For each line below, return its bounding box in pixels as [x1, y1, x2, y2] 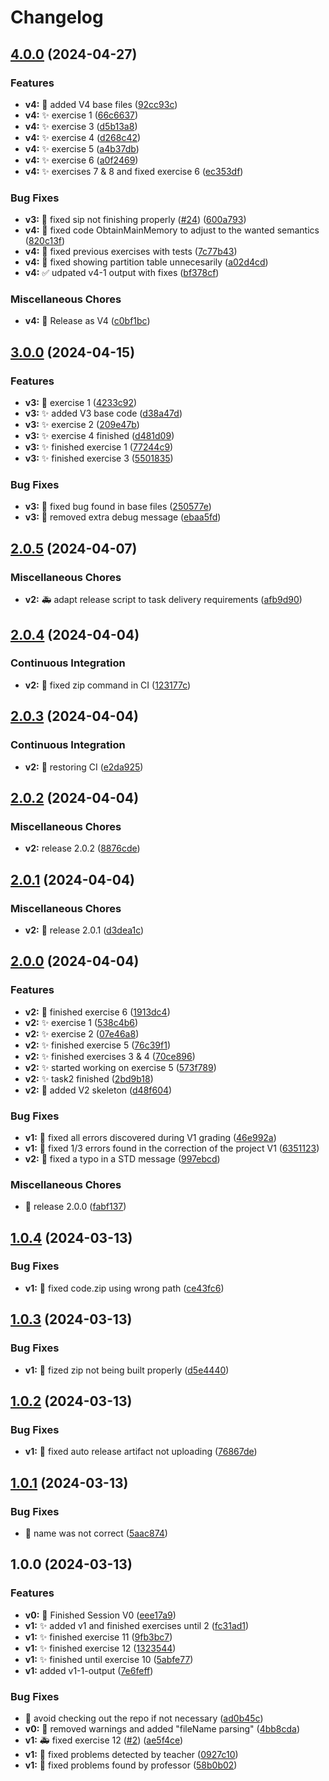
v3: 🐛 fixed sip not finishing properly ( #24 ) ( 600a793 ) [24, 214, 247, 226]
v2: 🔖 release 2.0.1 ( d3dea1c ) [24, 924, 145, 936]
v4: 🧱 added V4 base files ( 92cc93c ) [24, 98, 178, 110]
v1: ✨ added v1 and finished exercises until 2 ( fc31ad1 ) [24, 1619, 250, 1631]
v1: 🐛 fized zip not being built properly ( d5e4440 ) [24, 1364, 230, 1376]
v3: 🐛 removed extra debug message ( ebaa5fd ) [24, 511, 222, 523]
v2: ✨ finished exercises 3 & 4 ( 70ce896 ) [24, 1050, 196, 1062]
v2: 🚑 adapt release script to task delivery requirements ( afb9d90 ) [24, 594, 303, 606]
